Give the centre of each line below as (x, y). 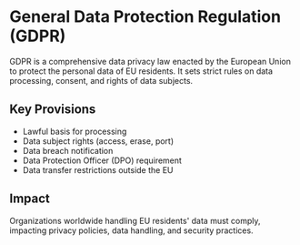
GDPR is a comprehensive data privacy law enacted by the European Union (150, 61)
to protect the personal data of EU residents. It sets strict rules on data (141, 71)
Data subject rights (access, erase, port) (98, 141)
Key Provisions (53, 110)
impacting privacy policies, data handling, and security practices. (131, 230)
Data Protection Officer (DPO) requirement (102, 160)
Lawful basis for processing (75, 131)
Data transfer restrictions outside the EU (98, 169)
